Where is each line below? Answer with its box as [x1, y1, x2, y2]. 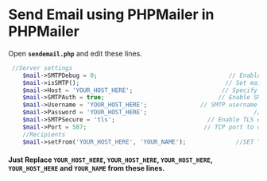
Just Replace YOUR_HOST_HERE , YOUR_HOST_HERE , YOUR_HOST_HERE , [8, 155, 213, 164]
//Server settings [11, 64, 73, 72]
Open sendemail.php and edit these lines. [8, 48, 143, 58]
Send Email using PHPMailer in [8, 6, 215, 24]
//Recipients [22, 130, 66, 138]
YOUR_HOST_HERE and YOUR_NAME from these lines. [8, 164, 165, 173]
